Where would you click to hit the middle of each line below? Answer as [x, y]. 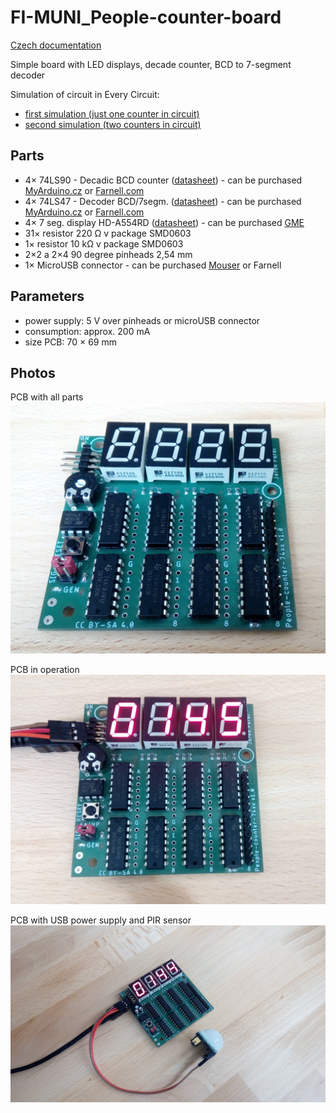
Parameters [47, 296]
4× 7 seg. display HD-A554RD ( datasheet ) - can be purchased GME [164, 222]
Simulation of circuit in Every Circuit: [85, 94]
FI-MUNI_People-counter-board [146, 17]
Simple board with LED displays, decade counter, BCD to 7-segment [151, 64]
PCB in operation [45, 669]
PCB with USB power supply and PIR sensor [101, 920]
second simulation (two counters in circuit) [113, 124]
